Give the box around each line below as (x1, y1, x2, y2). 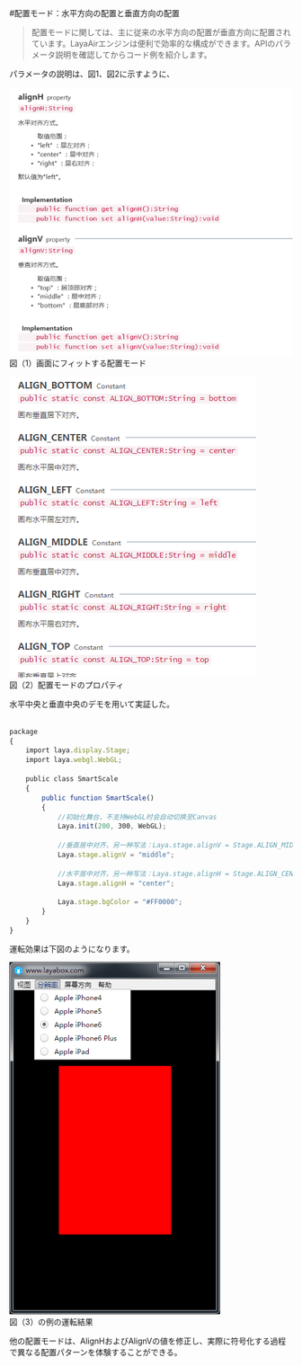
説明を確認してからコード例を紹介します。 (55, 49, 212, 60)
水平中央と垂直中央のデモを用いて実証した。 (9, 698, 175, 709)
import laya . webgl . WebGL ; (25, 756, 123, 765)
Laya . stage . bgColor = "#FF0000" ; (57, 898, 182, 907)
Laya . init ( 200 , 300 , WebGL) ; (57, 821, 167, 831)
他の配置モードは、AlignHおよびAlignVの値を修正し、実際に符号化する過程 (9, 1335, 286, 1346)
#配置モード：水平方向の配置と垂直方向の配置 (9, 8, 180, 18)
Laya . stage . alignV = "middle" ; (57, 850, 175, 860)
